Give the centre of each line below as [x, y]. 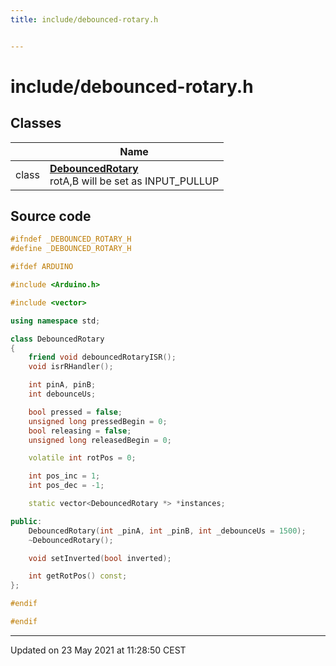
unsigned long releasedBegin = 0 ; [100, 440]
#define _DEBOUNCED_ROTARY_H [71, 249]
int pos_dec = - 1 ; [66, 486]
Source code [51, 216]
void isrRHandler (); [71, 367]
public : [26, 521]
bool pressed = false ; [75, 412]
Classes [36, 123]
